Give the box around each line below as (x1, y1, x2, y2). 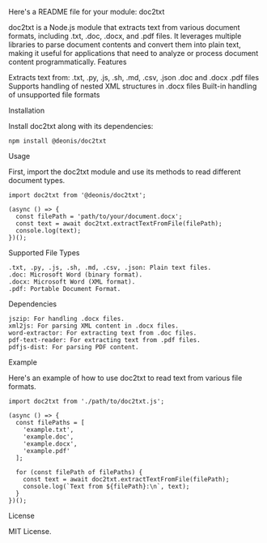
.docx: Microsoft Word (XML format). (8, 278, 136, 286)
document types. (8, 176, 66, 185)
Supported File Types (8, 248, 80, 258)
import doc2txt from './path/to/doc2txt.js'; (8, 397, 164, 405)
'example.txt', (23, 425, 74, 434)
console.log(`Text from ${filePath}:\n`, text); (23, 482, 190, 490)
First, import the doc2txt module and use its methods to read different (8, 167, 241, 177)
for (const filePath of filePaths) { (15, 468, 143, 477)
